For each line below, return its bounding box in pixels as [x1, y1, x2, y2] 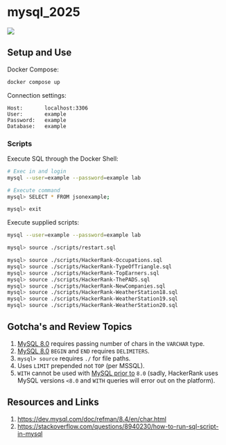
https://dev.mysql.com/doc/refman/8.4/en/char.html [17, 415, 166, 423]
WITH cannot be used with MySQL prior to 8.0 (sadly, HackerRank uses [17, 369, 218, 377]
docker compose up [7, 78, 60, 85]
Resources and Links [7, 396, 99, 408]
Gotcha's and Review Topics [7, 321, 132, 333]
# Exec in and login [7, 168, 67, 175]
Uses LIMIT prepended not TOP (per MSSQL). [17, 361, 145, 369]
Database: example [7, 123, 67, 130]
